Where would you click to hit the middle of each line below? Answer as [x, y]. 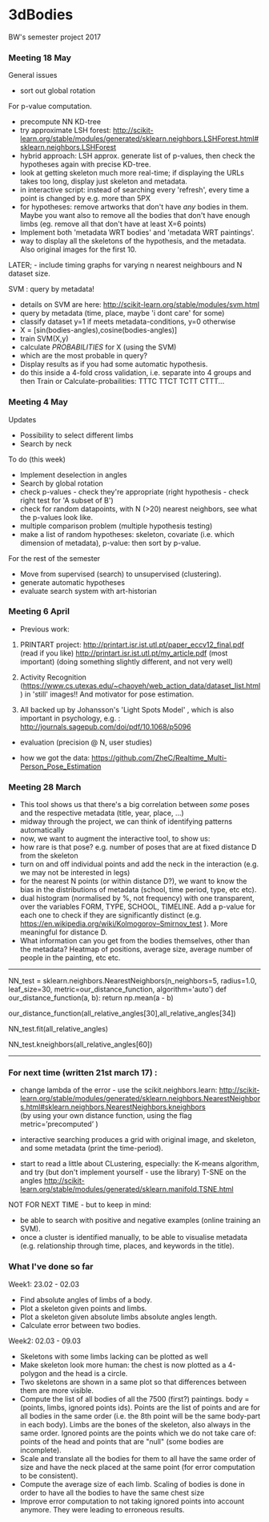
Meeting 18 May [40, 58]
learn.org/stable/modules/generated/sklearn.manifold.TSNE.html [126, 1189]
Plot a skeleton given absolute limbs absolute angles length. [118, 1317]
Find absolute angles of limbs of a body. [86, 1299]
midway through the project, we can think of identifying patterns [126, 822]
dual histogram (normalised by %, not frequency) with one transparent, [137, 898]
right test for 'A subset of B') [66, 500]
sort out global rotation [58, 91]
